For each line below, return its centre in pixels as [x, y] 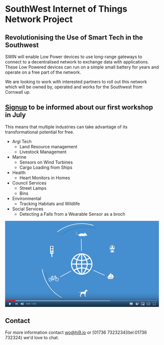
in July [15, 115]
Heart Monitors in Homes [45, 178]
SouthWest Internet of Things [66, 9]
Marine [19, 157]
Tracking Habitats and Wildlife [50, 203]
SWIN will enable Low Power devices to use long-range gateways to [74, 57]
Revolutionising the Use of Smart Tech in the [74, 37]
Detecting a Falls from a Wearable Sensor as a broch [72, 214]
